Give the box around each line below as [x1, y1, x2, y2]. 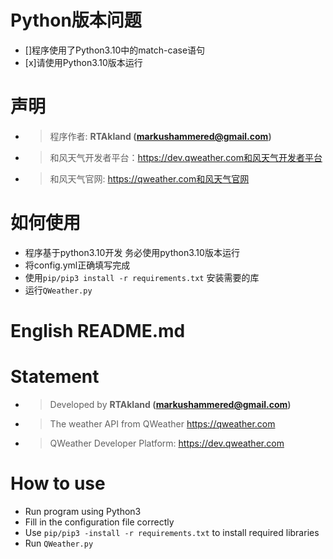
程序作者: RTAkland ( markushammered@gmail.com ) [49, 130, 272, 142]
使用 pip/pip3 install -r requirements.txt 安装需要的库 [24, 271, 260, 283]
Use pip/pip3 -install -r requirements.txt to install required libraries [24, 526, 320, 538]
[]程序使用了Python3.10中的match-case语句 [24, 44, 206, 56]
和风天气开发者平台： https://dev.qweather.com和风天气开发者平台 [49, 151, 323, 163]
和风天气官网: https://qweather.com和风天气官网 [49, 172, 250, 185]
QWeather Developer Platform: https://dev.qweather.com [49, 437, 285, 449]
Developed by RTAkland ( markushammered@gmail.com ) [49, 398, 292, 410]
